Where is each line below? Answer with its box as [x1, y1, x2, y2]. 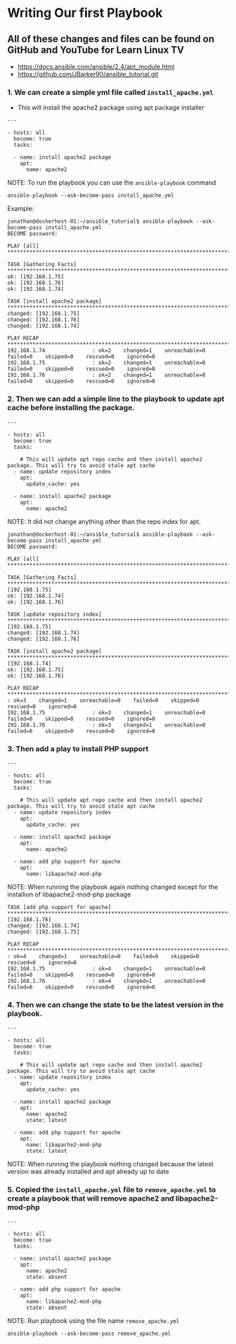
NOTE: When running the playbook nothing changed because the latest [7, 1160, 214, 1168]
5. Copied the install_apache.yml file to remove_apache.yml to [7, 1185, 216, 1195]
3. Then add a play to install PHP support [7, 743, 149, 753]
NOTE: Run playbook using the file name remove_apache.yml [7, 1317, 180, 1325]
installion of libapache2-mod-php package [7, 890, 131, 899]
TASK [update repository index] [7, 611, 102, 618]
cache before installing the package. [7, 403, 135, 412]
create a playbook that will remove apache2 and [7, 1194, 174, 1203]
